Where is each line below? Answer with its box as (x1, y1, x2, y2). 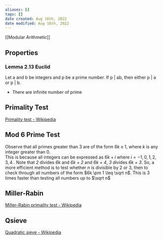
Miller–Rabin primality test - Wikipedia (5, 202, 82, 208)
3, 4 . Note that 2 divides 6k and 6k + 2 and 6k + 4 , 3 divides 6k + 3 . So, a (5, 159, 155, 165)
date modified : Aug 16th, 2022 (5, 21, 69, 26)
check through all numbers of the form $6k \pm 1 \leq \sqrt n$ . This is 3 (5, 170, 150, 176)
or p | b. (5, 80, 21, 85)
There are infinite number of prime (12, 89, 82, 95)
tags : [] (5, 12, 23, 17)
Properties (5, 49, 38, 57)
